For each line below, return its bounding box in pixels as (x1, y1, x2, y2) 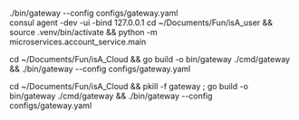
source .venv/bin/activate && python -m (9, 27, 158, 37)
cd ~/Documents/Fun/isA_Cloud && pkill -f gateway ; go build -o (9, 81, 249, 91)
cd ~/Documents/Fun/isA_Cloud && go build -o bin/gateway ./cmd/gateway (9, 54, 291, 64)
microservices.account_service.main (9, 36, 147, 47)
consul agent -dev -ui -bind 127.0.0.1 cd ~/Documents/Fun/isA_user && (9, 17, 274, 28)
